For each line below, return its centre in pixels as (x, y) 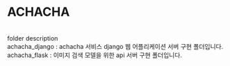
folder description (33, 38)
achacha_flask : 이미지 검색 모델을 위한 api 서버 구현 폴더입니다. (95, 55)
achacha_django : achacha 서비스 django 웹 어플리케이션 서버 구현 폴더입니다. (115, 46)
